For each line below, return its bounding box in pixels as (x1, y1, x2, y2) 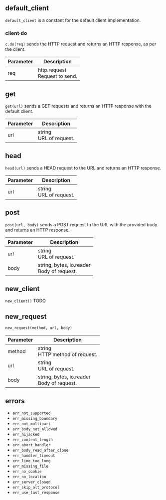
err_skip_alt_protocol (12, 485, 60, 490)
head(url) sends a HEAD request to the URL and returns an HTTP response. (5, 165, 162, 171)
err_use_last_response (12, 490, 60, 495)
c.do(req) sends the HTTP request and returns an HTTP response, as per (5, 41, 157, 47)
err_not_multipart (12, 421, 51, 426)
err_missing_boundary (12, 416, 57, 421)
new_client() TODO (5, 298, 46, 304)
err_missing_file (12, 464, 49, 469)
